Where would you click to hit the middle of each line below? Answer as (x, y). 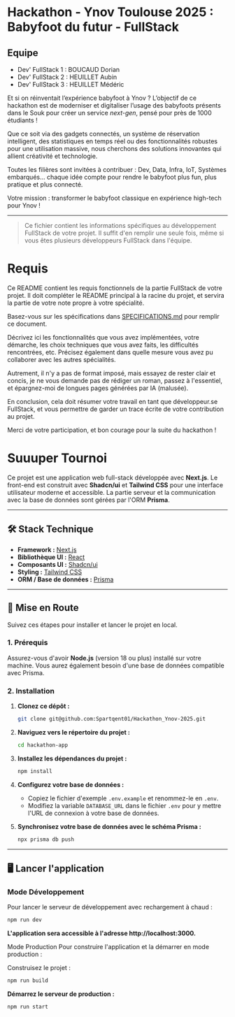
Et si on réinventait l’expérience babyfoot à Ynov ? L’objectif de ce (102, 98)
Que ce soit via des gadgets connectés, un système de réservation (104, 134)
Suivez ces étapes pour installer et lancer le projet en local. (92, 625)
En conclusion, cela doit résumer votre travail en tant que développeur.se (113, 401)
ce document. (27, 324)
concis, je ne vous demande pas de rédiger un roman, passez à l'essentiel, (115, 380)
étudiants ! (22, 120)
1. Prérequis (28, 642)
